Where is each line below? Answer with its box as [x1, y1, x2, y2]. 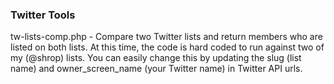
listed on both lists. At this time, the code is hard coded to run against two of [10, 41, 325, 53]
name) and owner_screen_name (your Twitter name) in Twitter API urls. [10, 63, 303, 75]
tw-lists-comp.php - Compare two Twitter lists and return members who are [10, 31, 323, 43]
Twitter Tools [10, 8, 76, 22]
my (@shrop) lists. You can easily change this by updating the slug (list [10, 52, 302, 64]
